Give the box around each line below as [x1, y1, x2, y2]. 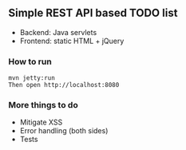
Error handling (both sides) [19, 126, 109, 136]
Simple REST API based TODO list [8, 6, 178, 20]
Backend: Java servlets [19, 27, 97, 37]
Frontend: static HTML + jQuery [19, 36, 125, 45]
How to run [8, 56, 52, 67]
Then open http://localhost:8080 [8, 81, 120, 89]
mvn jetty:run [8, 74, 56, 82]
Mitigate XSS [19, 117, 63, 127]
